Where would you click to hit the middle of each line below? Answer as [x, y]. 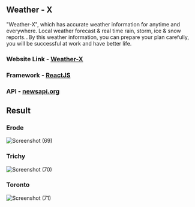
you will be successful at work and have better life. [69, 43]
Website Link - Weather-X [45, 59]
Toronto [18, 185]
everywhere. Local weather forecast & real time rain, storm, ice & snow [94, 31]
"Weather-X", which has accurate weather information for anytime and [93, 24]
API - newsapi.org [33, 91]
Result [19, 110]
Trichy [16, 157]
